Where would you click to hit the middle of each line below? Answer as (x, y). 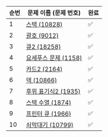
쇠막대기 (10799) (50, 125)
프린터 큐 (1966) (48, 114)
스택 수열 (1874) (48, 102)
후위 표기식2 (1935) (53, 91)
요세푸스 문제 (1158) (54, 58)
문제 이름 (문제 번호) (54, 13)
